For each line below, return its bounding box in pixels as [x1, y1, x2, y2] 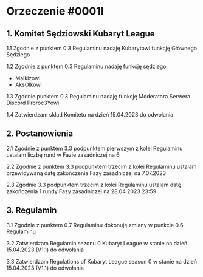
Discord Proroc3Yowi [6, 99, 60, 106]
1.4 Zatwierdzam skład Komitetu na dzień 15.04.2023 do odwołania [6, 111, 174, 118]
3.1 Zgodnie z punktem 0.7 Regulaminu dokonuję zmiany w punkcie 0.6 [6, 221, 184, 228]
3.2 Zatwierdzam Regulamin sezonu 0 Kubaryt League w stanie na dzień [6, 239, 188, 247]
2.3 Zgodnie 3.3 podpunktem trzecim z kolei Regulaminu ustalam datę [6, 181, 181, 188]
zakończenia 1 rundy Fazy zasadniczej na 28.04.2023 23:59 [6, 187, 157, 195]
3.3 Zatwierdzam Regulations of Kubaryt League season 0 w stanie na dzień [6, 258, 198, 265]
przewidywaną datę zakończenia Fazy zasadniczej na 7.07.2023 [6, 169, 167, 177]
